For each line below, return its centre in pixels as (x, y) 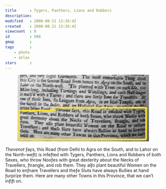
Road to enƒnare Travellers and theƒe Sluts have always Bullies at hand (77, 171)
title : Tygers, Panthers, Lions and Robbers (58, 10)
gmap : (19, 42)
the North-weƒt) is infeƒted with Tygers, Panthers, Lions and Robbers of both (83, 155)
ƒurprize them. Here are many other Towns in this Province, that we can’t (79, 176)
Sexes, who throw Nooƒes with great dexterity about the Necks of (72, 160)
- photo (22, 52)
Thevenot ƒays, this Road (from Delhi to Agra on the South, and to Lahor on (82, 149)
